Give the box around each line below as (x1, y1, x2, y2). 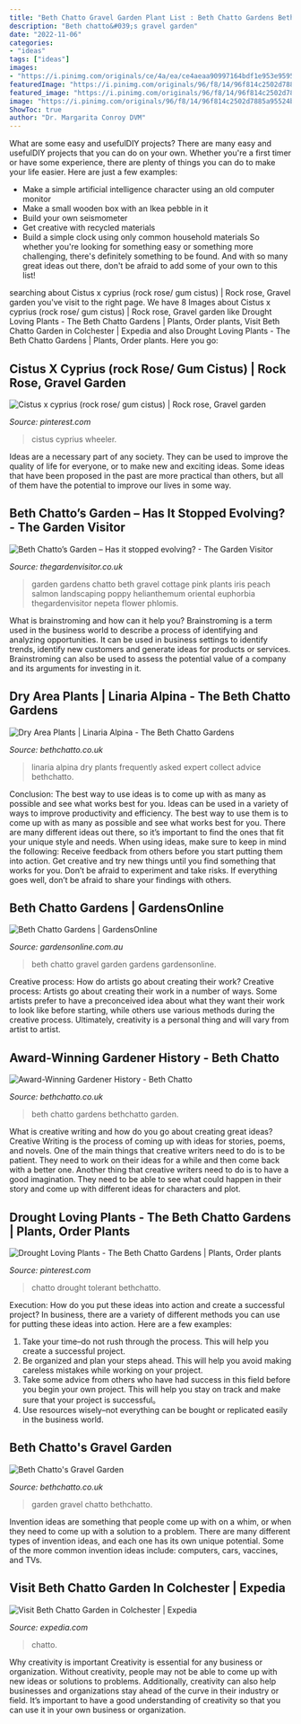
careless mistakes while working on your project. (21, 1365, 203, 1375)
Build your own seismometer (21, 213, 128, 224)
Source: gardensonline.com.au (9, 942, 124, 952)
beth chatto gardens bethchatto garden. (30, 1109, 179, 1119)
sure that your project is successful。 (21, 1394, 161, 1405)
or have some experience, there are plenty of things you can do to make (9, 157, 276, 168)
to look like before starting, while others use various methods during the (9, 1005, 275, 1016)
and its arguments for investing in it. (9, 662, 142, 674)
